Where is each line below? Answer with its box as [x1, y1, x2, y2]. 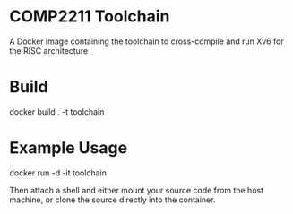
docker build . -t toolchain [9, 106, 105, 117]
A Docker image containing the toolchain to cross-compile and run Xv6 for [9, 36, 284, 47]
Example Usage [9, 138, 128, 158]
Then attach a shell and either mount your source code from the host [9, 184, 264, 195]
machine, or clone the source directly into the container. [9, 194, 216, 205]
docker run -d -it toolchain [9, 167, 108, 178]
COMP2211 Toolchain [9, 6, 170, 27]
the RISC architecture [9, 45, 89, 56]
